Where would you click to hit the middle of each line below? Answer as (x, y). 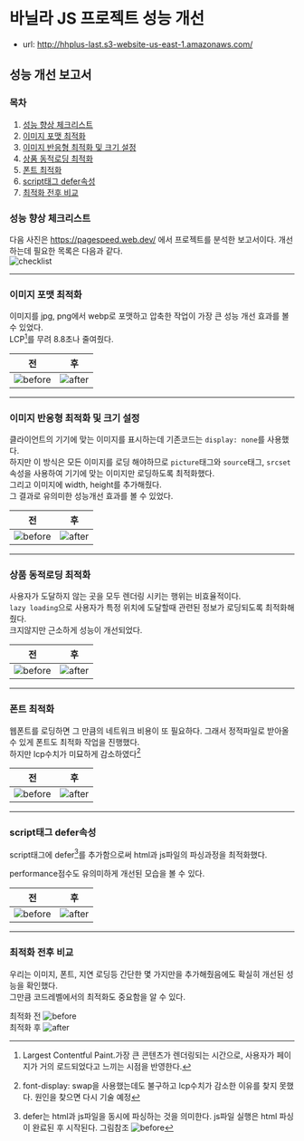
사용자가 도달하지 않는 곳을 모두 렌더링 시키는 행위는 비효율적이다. (125, 596)
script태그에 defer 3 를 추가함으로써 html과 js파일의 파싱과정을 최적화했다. (138, 854)
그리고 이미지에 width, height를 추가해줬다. (86, 484)
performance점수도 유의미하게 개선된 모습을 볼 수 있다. (107, 874)
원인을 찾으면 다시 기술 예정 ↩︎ (87, 1097)
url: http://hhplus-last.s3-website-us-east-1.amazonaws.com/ (138, 44)
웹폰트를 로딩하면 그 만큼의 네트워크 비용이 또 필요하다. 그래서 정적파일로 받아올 (149, 731)
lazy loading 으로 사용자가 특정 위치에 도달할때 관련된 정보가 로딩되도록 (137, 608)
